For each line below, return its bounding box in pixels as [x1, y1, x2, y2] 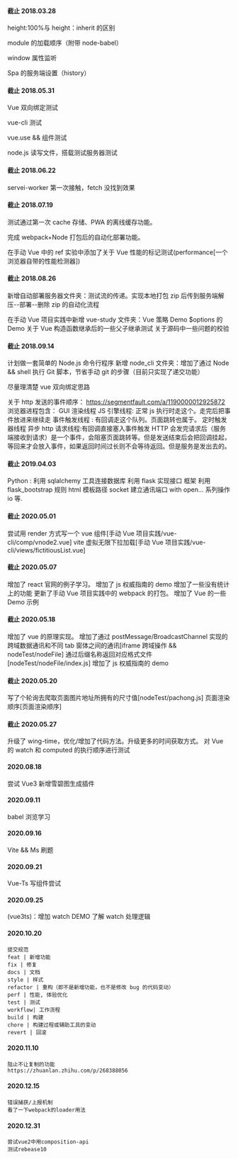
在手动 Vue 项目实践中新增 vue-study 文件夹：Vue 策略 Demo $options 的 [7, 315, 223, 324]
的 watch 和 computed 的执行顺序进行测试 [7, 746, 130, 754]
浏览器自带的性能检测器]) [7, 256, 81, 265]
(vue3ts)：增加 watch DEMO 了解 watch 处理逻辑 [7, 912, 151, 921]
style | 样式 [7, 976, 44, 983]
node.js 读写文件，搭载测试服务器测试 [7, 149, 118, 157]
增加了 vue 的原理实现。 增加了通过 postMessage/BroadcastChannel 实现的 [7, 633, 228, 641]
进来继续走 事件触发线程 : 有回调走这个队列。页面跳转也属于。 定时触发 [19, 415, 227, 424]
